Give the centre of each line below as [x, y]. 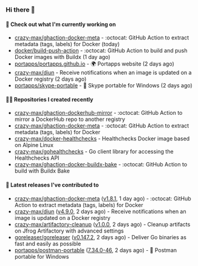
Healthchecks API [37, 158]
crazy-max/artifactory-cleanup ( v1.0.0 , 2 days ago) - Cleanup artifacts [102, 224]
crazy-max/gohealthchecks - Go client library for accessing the [94, 152]
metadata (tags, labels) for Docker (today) [67, 44]
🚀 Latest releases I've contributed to [52, 185]
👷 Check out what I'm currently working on [61, 24]
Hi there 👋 [21, 10]
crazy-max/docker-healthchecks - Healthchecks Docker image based [102, 138]
